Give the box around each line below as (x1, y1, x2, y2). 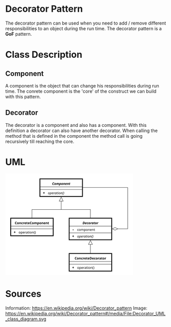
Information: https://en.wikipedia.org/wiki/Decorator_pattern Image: (5, 305, 148, 311)
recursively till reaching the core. (5, 138, 75, 144)
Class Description (5, 49, 83, 60)
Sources (5, 288, 42, 299)
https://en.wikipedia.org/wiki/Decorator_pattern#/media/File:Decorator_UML (5, 310, 166, 316)
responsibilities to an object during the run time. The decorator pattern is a (5, 25, 162, 31)
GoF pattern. (5, 31, 32, 37)
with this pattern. (5, 93, 41, 100)
